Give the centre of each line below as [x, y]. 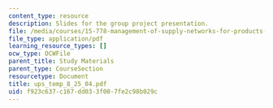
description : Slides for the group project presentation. [108, 24]
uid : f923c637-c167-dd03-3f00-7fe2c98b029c [83, 91]
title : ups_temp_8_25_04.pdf [58, 84]
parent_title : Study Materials [61, 62]
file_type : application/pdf [56, 39]
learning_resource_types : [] [58, 46]
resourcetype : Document [49, 76]
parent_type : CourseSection [56, 69]
